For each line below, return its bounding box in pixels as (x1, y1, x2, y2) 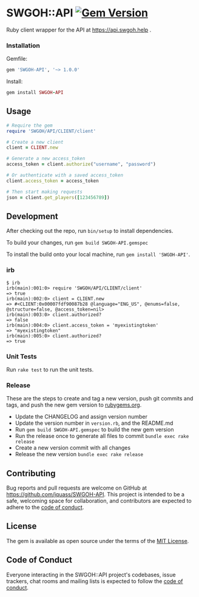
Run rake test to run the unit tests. (6, 366, 94, 373)
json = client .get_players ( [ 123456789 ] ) (6, 194, 110, 200)
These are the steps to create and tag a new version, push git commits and (6, 395, 194, 402)
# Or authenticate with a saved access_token (6, 172, 123, 178)
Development (6, 211, 59, 221)
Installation (6, 41, 41, 50)
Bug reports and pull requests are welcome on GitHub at (6, 484, 147, 491)
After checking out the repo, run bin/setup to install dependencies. (6, 228, 174, 235)
